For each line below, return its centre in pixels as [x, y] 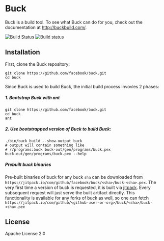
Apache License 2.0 [25, 234]
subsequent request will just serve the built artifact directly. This [70, 192]
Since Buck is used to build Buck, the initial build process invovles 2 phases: [82, 86]
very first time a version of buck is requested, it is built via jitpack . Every [78, 187]
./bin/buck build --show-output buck [44, 141]
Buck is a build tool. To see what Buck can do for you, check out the [74, 22]
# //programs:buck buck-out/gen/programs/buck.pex [58, 149]
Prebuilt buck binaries [28, 164]
